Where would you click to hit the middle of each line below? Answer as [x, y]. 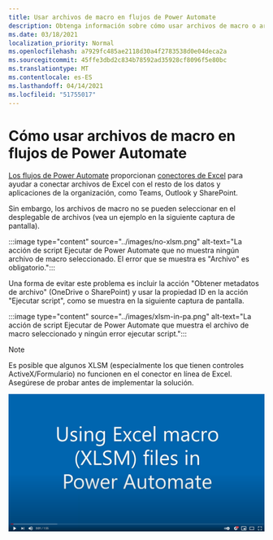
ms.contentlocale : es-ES [50, 77]
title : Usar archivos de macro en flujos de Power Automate [113, 17]
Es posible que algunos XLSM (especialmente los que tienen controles [126, 366]
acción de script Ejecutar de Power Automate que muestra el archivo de [129, 325]
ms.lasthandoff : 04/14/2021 [56, 86]
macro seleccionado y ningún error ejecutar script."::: [98, 334]
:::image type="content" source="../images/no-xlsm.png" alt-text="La [125, 242]
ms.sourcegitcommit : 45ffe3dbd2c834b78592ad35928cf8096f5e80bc [118, 60]
